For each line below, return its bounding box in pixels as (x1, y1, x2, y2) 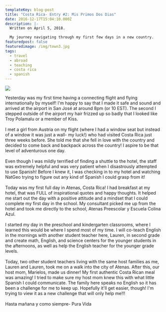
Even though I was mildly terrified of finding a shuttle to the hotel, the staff (5, 158, 157, 164)
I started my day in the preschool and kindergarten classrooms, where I (5, 222, 151, 227)
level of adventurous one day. (5, 148, 66, 153)
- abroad (9, 58, 28, 63)
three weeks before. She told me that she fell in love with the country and (5, 137, 155, 143)
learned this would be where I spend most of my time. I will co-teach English (5, 227, 161, 233)
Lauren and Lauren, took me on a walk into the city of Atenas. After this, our (5, 264, 160, 270)
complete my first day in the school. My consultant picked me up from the (5, 201, 156, 207)
